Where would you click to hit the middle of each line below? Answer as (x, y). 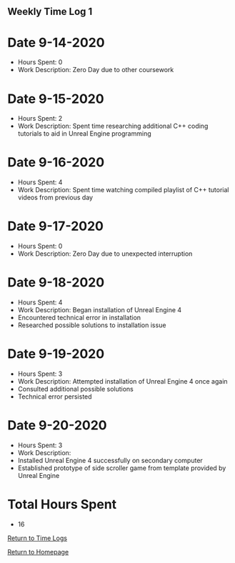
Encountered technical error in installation (79, 318)
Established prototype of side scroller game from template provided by (122, 468)
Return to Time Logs (37, 538)
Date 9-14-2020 (56, 43)
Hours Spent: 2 (40, 119)
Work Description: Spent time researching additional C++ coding (113, 126)
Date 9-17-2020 (55, 226)
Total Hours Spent (62, 505)
